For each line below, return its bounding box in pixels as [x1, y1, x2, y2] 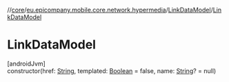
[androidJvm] [7, 59, 46, 68]
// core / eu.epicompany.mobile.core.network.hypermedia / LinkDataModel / [7, 6, 214, 14]
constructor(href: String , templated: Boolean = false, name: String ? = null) [7, 66, 217, 74]
